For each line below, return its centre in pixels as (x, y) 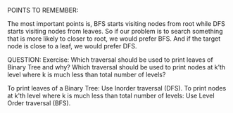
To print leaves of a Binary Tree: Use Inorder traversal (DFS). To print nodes (117, 88)
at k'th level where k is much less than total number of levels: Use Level (111, 95)
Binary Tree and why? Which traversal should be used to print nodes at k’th (116, 67)
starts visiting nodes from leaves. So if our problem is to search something (115, 31)
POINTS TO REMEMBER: (43, 10)
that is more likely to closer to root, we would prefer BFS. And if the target (114, 39)
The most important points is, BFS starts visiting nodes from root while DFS (116, 24)
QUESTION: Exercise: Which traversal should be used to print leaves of (110, 60)
